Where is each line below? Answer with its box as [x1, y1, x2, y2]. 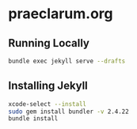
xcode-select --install [8, 100, 87, 108]
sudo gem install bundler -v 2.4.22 [8, 108, 129, 116]
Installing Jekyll [8, 79, 89, 93]
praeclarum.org [8, 5, 113, 23]
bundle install [8, 115, 59, 123]
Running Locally [8, 36, 89, 50]
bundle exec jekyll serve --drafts [8, 57, 126, 65]
